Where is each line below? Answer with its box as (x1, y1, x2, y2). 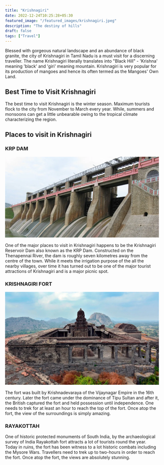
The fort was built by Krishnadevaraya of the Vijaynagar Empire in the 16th (5, 389, 155, 396)
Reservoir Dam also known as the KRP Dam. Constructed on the (5, 247, 134, 253)
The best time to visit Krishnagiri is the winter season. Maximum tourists (5, 101, 150, 107)
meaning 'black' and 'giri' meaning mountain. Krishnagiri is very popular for (5, 64, 157, 69)
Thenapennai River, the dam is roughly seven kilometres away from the (5, 252, 148, 259)
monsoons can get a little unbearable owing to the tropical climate (5, 111, 138, 117)
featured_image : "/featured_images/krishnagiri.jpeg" (5, 18, 117, 23)
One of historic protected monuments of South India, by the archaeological (5, 434, 156, 440)
